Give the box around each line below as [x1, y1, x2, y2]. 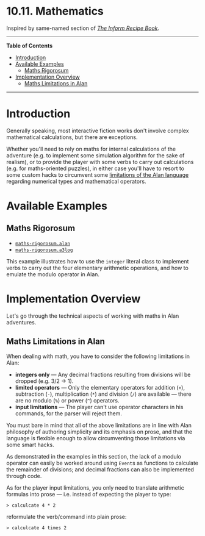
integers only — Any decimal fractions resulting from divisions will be [15, 371, 191, 378]
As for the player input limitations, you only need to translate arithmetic [6, 484, 184, 491]
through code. [6, 472, 42, 479]
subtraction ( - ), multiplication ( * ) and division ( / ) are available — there [15, 390, 192, 398]
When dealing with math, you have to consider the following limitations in [6, 352, 190, 360]
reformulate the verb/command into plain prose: [6, 513, 127, 520]
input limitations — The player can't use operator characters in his [15, 403, 184, 410]
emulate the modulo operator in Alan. [6, 270, 99, 278]
